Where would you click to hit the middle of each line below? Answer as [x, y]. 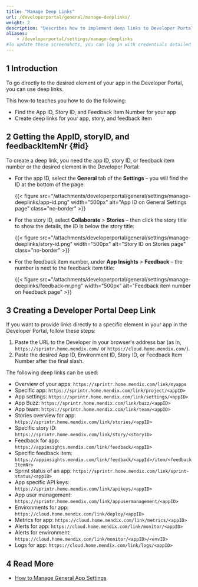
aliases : [17, 34]
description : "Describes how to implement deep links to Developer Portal [100, 28]
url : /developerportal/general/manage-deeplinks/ [68, 17]
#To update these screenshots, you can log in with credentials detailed [99, 45]
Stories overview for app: [45, 416]
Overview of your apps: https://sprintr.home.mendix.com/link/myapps [100, 384]
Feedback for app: [37, 440]
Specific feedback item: [43, 453]
